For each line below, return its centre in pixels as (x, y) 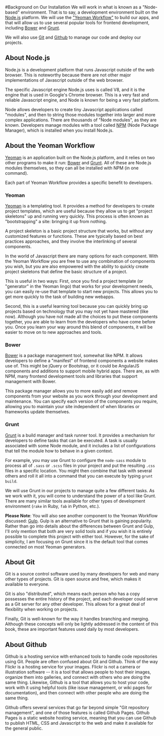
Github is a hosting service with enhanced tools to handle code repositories (81, 656)
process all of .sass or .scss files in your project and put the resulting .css (80, 465)
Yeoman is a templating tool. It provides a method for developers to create (80, 206)
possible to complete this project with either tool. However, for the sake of (80, 536)
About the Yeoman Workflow (50, 146)
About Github (26, 645)
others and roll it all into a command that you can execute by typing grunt (79, 476)
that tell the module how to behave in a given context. (59, 451)
